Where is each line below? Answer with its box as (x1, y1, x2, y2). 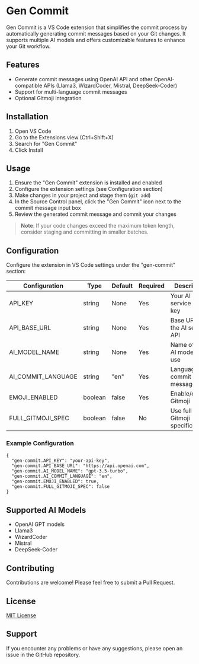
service (170, 299, 191, 308)
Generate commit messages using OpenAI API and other (14, 75, 153, 82)
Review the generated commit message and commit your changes (14, 210, 176, 218)
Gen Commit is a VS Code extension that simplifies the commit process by (6, 24, 188, 31)
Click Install (14, 146, 43, 154)
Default (111, 282, 133, 290)
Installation (6, 111, 49, 122)
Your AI (170, 292, 191, 300)
